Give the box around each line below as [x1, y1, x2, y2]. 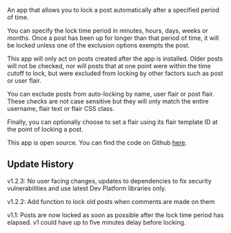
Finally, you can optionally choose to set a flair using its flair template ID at [7, 118, 219, 126]
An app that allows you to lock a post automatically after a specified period [7, 6, 219, 14]
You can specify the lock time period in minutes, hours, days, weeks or [7, 27, 208, 34]
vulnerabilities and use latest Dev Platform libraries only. [7, 184, 167, 192]
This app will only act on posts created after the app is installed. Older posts [7, 54, 223, 63]
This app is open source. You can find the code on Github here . [7, 139, 188, 147]
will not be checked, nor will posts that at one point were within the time [7, 62, 212, 70]
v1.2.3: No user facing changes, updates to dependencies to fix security [7, 176, 212, 185]
